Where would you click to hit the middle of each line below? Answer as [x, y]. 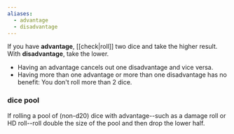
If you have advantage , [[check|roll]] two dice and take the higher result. [112, 47]
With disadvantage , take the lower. [58, 54]
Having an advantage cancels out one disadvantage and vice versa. [115, 68]
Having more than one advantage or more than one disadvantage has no [122, 75]
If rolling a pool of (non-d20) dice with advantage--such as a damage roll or [117, 115]
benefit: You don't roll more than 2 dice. [75, 82]
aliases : [20, 14]
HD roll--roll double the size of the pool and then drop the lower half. [106, 123]
